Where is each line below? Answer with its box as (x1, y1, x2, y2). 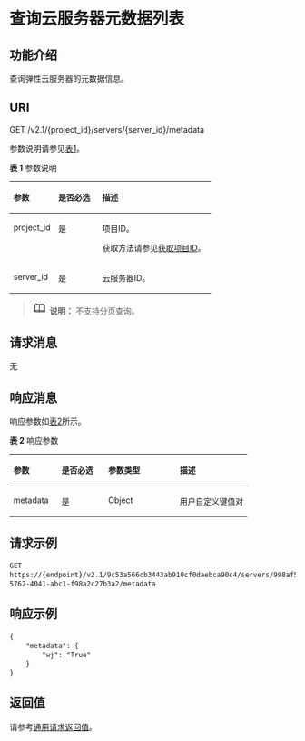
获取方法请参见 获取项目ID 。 (102, 242, 206, 253)
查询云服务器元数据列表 (9, 8, 185, 29)
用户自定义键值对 (179, 496, 243, 506)
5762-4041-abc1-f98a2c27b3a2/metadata (9, 579, 156, 588)
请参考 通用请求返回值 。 (9, 721, 97, 732)
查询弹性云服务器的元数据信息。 (9, 74, 129, 84)
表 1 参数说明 (9, 162, 57, 173)
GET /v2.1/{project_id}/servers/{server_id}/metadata (9, 124, 205, 135)
